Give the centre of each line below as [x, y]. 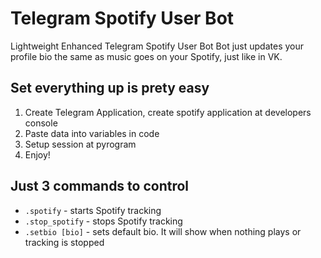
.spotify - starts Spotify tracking [93, 210]
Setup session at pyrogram [80, 144]
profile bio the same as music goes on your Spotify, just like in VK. [146, 56]
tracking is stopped [64, 242]
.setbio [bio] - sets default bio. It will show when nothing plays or [163, 231]
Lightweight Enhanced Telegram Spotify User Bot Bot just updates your [157, 46]
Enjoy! [37, 154]
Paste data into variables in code [92, 133]
